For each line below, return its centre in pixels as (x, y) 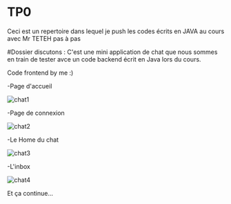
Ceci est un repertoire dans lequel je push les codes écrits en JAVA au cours (116, 31)
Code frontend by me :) (40, 73)
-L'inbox (19, 166)
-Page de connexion (36, 113)
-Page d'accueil (30, 86)
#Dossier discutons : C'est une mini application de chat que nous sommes (112, 52)
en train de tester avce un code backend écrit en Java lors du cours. (104, 59)
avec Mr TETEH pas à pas (44, 38)
